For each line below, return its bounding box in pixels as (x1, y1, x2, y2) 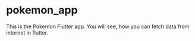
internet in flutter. (6, 29, 49, 36)
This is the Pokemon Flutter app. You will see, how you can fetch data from (6, 23, 190, 30)
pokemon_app (6, 4, 78, 17)
